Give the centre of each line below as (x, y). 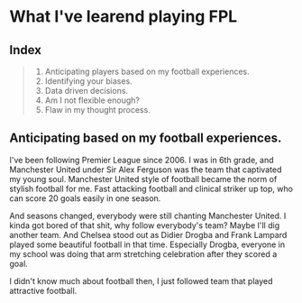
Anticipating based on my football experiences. (146, 138)
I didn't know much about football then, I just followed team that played (141, 280)
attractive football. (43, 290)
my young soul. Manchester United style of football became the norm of (143, 179)
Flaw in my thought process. (97, 110)
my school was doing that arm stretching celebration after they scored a (143, 253)
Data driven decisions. (87, 91)
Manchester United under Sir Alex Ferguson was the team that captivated (146, 170)
